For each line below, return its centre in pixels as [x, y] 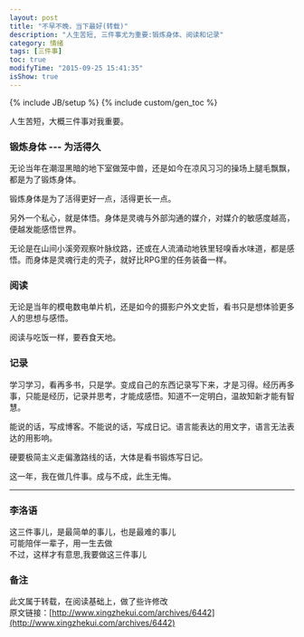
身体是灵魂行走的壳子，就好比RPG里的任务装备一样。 [133, 260]
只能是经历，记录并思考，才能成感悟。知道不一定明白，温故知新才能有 [156, 395]
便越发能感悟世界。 [45, 229]
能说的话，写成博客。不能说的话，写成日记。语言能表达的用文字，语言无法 [148, 426]
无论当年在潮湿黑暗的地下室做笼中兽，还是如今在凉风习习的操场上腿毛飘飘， [152, 168]
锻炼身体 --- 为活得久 [55, 147]
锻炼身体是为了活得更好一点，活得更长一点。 [93, 199]
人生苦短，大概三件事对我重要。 [69, 121]
